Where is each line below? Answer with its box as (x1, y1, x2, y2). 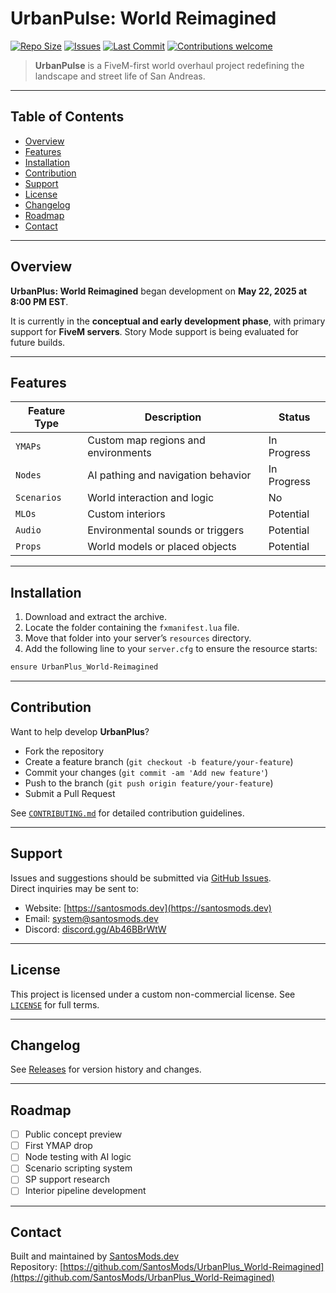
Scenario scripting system (24, 1162, 133, 1174)
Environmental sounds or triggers (87, 523, 245, 537)
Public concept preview (24, 1128, 123, 1141)
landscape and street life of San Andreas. (34, 70, 206, 82)
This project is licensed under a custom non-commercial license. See (10, 988, 296, 1000)
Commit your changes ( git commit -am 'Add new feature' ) (24, 766, 269, 778)
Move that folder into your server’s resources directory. (24, 632, 252, 644)
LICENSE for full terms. (10, 998, 100, 1011)
